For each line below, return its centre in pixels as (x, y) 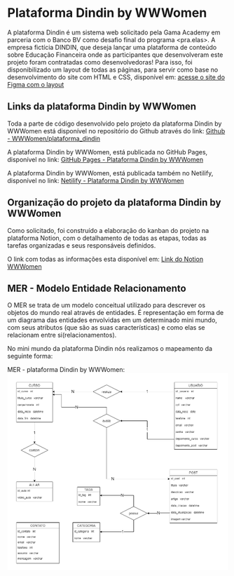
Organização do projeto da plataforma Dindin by (114, 202)
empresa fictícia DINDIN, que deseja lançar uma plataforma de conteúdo (112, 47)
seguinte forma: (30, 356)
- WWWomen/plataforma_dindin (54, 138)
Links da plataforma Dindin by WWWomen (102, 107)
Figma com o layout (36, 84)
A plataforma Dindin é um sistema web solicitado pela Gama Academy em (114, 32)
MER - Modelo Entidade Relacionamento (97, 288)
